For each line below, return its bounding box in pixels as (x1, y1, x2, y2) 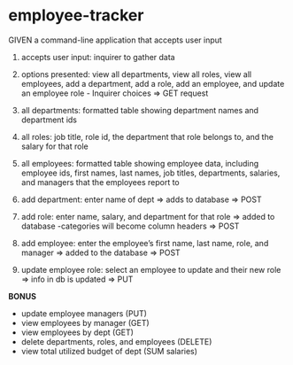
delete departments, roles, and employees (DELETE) (20, 336, 212, 346)
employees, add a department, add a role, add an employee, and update (20, 78, 285, 89)
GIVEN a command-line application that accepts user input (8, 35, 222, 45)
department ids (20, 114, 77, 125)
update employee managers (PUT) (20, 307, 148, 319)
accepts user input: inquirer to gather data (20, 51, 175, 62)
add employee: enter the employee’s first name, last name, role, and (20, 237, 269, 248)
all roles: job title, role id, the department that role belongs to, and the (20, 131, 274, 142)
